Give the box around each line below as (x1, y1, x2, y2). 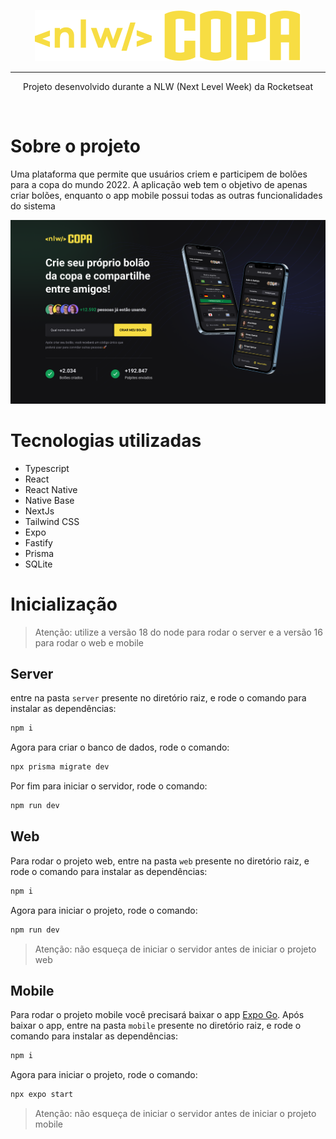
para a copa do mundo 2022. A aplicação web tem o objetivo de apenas (10, 178, 308, 190)
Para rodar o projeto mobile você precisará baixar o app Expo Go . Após (10, 1009, 305, 1021)
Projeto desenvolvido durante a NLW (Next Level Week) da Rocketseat (22, 81, 314, 92)
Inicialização (10, 593, 118, 615)
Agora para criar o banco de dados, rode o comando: (10, 741, 230, 754)
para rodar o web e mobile (34, 636, 144, 649)
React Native (24, 483, 78, 495)
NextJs (24, 505, 55, 517)
